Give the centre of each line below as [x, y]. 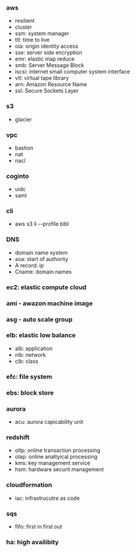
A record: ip [29, 265]
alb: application [34, 348]
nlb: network [30, 354]
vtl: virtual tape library [42, 78]
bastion [24, 148]
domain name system [41, 253]
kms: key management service [52, 463]
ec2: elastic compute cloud [46, 287]
